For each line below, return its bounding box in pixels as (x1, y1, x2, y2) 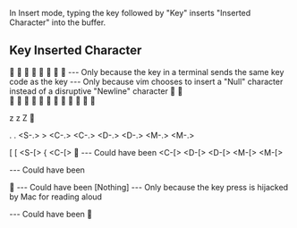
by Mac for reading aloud (9, 191, 103, 202)
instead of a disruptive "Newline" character (9, 85, 168, 97)
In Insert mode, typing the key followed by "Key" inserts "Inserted (9, 8, 251, 18)
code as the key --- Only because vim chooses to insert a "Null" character (9, 76, 284, 87)
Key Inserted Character (9, 43, 142, 58)
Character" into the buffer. (9, 17, 106, 28)
